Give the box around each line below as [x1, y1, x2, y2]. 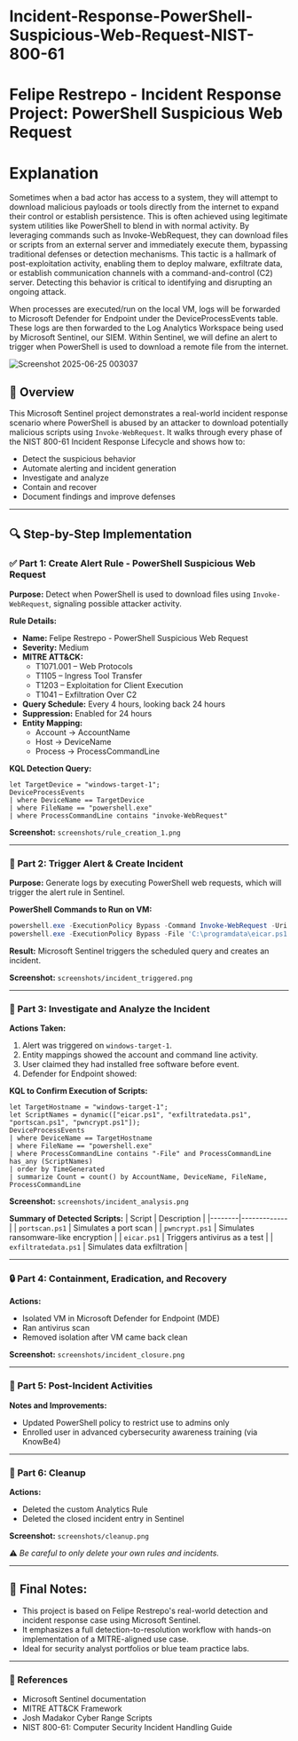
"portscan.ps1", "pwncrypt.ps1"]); [9, 1119, 141, 1128]
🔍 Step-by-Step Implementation [9, 526, 192, 542]
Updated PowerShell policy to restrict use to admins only [21, 1417, 230, 1428]
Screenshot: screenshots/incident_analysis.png [9, 1196, 189, 1207]
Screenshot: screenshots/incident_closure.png [9, 1349, 185, 1360]
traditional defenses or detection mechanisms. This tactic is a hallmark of [9, 249, 277, 259]
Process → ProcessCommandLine [35, 746, 161, 756]
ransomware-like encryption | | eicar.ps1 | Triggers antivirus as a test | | [9, 1232, 273, 1243]
